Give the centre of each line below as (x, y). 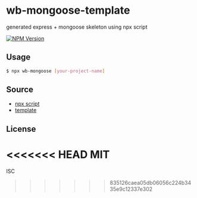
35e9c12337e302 (131, 189)
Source (20, 90)
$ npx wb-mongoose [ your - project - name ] (56, 71)
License (21, 129)
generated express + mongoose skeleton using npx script (77, 27)
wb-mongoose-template (68, 10)
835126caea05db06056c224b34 (151, 182)
